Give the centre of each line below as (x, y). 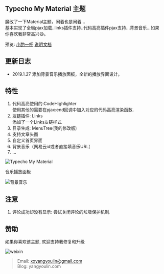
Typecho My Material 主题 (45, 9)
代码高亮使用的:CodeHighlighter (44, 104)
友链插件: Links (27, 116)
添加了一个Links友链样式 (37, 122)
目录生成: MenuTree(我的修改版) (45, 128)
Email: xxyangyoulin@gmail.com (49, 261)
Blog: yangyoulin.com (39, 266)
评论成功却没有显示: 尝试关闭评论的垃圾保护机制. (61, 212)
